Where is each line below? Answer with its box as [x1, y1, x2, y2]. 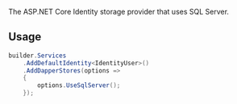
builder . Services [8, 52, 67, 60]
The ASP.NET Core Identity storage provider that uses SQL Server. [8, 7, 230, 16]
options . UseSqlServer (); [37, 81, 121, 89]
